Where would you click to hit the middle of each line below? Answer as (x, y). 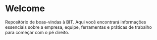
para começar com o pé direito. (37, 32)
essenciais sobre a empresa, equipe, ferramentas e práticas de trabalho (78, 27)
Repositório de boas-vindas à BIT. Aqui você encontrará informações (76, 22)
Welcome (25, 9)
